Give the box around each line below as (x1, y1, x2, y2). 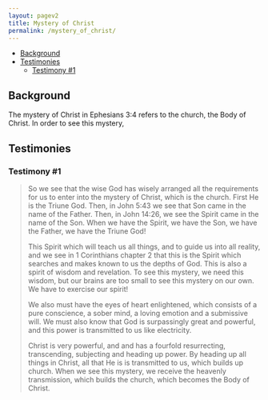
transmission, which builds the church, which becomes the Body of (27, 374, 250, 384)
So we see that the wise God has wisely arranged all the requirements (27, 183, 258, 193)
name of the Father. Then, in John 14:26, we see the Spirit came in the (27, 209, 259, 218)
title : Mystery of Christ (8, 19, 94, 27)
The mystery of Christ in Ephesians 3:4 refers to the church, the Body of (8, 110, 246, 120)
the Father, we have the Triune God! (27, 226, 146, 236)
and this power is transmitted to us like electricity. (27, 325, 192, 334)
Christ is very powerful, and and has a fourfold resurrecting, (27, 341, 226, 350)
